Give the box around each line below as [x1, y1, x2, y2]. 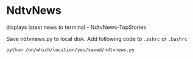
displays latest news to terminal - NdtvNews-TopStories [6, 23, 147, 31]
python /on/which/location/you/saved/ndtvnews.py [6, 46, 135, 53]
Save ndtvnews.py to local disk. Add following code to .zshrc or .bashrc [6, 35, 188, 42]
